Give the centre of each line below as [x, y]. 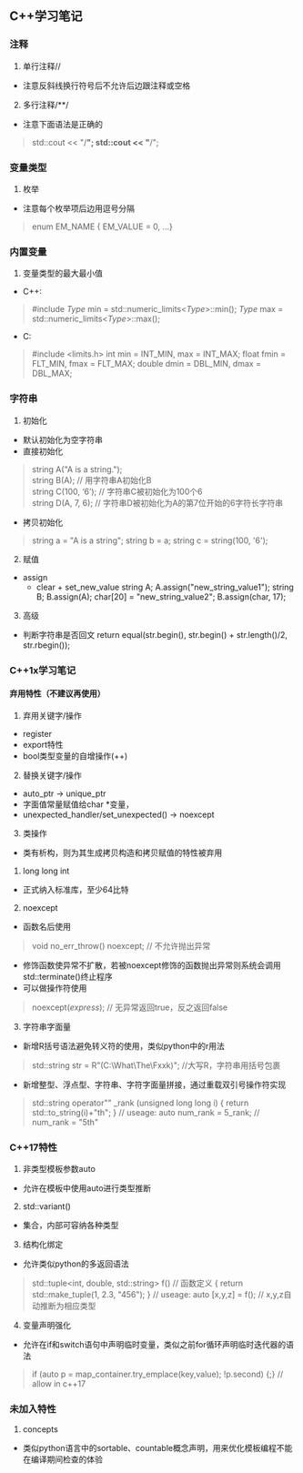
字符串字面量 [46, 1026]
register [37, 733]
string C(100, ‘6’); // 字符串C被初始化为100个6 [117, 491]
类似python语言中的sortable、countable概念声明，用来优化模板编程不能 [157, 1448]
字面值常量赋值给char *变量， [78, 804]
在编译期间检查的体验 [62, 1459]
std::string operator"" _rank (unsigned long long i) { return [140, 1103]
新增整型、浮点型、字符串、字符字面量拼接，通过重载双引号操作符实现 [154, 1085]
